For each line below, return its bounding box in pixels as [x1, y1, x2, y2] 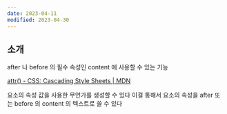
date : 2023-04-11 [7, 10, 57, 17]
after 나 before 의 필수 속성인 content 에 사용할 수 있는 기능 [7, 63, 169, 71]
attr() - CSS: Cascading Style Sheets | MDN [7, 77, 131, 85]
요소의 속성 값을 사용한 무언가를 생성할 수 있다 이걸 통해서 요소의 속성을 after [7, 91, 213, 100]
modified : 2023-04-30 [7, 16, 70, 23]
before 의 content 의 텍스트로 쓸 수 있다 [14, 100, 123, 108]
